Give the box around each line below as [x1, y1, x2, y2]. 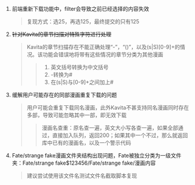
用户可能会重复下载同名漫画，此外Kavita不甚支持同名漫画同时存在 [26, 104, 190, 111]
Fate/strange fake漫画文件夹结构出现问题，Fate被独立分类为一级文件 [11, 152, 182, 159]
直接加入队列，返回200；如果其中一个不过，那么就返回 [52, 132, 188, 139]
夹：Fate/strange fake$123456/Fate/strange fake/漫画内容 [11, 159, 156, 166]
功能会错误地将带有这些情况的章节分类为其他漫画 [42, 51, 163, 58]
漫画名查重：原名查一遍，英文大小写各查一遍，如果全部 [41, 125, 178, 131]
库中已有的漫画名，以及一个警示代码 [41, 139, 132, 146]
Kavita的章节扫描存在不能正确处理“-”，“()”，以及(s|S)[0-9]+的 [26, 44, 181, 50]
